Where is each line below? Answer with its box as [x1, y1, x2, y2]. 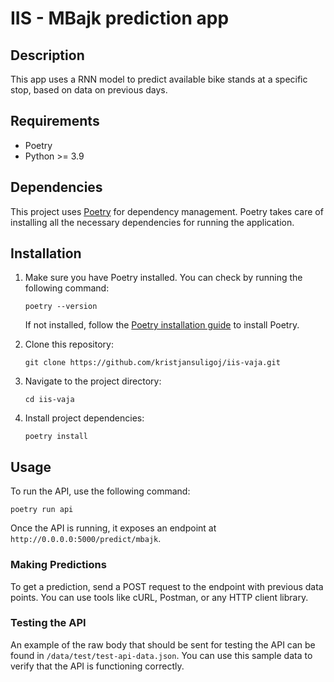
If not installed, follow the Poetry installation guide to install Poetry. [24, 319, 300, 331]
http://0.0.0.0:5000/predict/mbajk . [10, 533, 162, 545]
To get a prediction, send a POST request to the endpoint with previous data [10, 580, 324, 592]
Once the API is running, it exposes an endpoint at [10, 522, 217, 534]
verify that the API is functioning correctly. [10, 660, 185, 672]
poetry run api [10, 505, 74, 515]
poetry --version [24, 302, 98, 312]
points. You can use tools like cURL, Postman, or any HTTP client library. [10, 591, 309, 603]
